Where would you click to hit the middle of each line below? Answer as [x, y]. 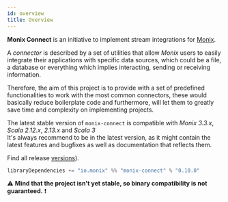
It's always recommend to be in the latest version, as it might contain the [109, 137]
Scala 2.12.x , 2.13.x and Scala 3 [51, 130]
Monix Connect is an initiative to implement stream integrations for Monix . [112, 39]
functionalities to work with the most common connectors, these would [107, 95]
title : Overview [30, 20]
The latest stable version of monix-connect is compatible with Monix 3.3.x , [111, 123]
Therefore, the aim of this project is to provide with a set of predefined [106, 88]
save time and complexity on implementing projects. [81, 110]
